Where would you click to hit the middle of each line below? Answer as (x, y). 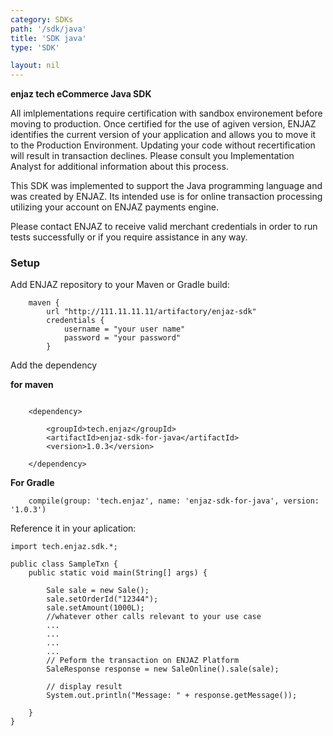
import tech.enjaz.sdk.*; (64, 547)
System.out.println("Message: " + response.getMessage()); (172, 696)
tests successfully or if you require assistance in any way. (129, 237)
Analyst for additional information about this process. (119, 167)
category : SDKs (42, 19)
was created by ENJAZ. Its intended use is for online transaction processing (166, 197)
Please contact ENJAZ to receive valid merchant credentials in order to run (164, 227)
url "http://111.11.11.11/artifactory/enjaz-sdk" (151, 312)
